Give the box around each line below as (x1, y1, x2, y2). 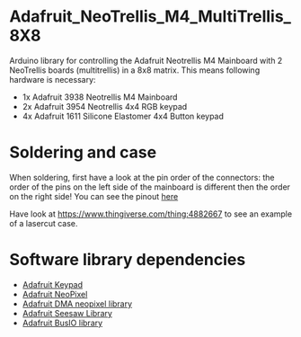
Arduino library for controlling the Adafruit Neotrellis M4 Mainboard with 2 (9, 55, 283, 66)
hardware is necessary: (9, 74, 96, 84)
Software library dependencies (9, 250, 246, 270)
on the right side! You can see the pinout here (9, 191, 179, 201)
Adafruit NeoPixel (22, 288, 88, 299)
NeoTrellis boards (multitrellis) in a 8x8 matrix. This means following (9, 65, 261, 75)
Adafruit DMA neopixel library (22, 298, 133, 309)
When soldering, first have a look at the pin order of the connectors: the (9, 172, 275, 182)
